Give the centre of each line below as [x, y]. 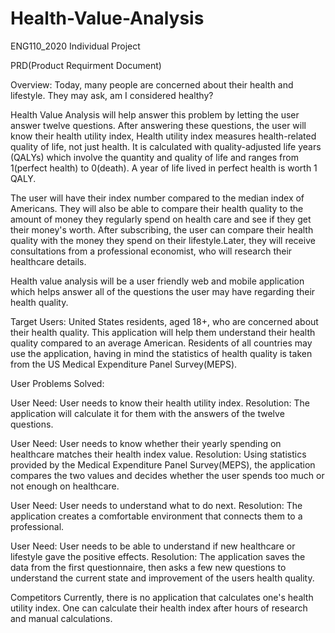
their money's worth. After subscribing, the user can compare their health [162, 229]
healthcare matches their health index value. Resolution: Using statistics [158, 454]
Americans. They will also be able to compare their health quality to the [157, 208]
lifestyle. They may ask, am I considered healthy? [112, 95]
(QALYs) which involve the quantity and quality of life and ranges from [154, 157]
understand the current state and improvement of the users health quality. [162, 578]
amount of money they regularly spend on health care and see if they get [161, 219]
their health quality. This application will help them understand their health [163, 332]
